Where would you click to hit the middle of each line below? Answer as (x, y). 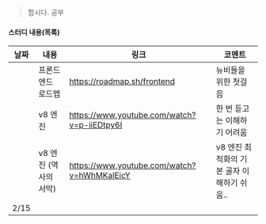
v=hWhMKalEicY (100, 176)
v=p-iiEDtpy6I (96, 125)
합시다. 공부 (46, 12)
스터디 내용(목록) (34, 32)
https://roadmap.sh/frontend (122, 82)
